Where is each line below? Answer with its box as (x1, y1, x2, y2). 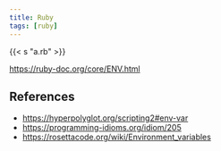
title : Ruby (9, 13, 54, 22)
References (9, 88, 75, 104)
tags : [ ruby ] (9, 21, 58, 30)
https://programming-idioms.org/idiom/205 (21, 122, 182, 133)
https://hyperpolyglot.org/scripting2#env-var (21, 113, 189, 123)
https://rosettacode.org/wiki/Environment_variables (21, 131, 212, 143)
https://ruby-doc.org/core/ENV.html (9, 63, 140, 74)
